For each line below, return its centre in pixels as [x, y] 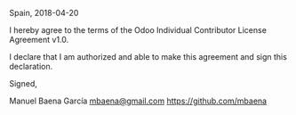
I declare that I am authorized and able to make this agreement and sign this [148, 57]
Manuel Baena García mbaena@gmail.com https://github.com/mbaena [138, 101]
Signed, [23, 83]
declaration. [31, 66]
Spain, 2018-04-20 [44, 13]
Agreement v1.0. [39, 40]
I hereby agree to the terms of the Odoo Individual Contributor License [138, 30]
